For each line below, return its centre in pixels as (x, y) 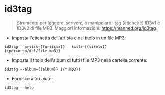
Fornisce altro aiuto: (32, 78)
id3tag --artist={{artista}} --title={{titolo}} (56, 47)
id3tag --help (19, 88)
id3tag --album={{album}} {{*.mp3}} (42, 69)
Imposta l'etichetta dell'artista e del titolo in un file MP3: (69, 38)
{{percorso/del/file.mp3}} (33, 51)
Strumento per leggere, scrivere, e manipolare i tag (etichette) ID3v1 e (88, 23)
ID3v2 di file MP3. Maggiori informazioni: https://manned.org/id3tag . (87, 28)
